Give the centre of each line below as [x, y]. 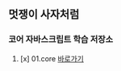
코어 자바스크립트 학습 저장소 [61, 40]
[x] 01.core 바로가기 [52, 58]
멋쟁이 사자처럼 [44, 15]
